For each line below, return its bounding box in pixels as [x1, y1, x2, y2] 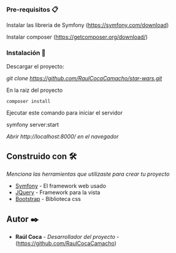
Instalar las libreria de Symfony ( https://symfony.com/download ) [6, 21, 169, 29]
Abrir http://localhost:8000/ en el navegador [6, 132, 119, 140]
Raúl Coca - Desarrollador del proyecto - [15, 233, 120, 241]
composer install [6, 98, 51, 104]
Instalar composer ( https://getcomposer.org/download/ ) [6, 33, 148, 41]
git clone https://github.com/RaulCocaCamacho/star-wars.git [6, 74, 163, 81]
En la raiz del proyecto [6, 86, 63, 94]
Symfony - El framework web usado [15, 183, 106, 190]
